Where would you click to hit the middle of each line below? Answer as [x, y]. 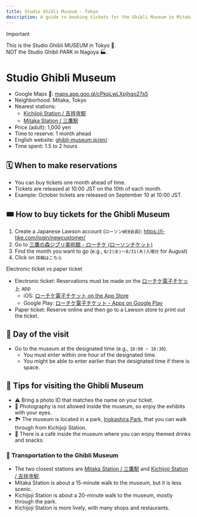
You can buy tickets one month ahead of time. [70, 182]
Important [18, 34]
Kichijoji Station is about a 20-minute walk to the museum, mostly [94, 495]
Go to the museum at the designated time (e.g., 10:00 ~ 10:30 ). [91, 348]
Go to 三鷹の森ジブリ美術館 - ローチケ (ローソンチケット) [84, 245]
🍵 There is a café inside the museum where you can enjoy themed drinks [103, 433]
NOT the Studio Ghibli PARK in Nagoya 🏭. [57, 52]
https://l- [154, 231]
